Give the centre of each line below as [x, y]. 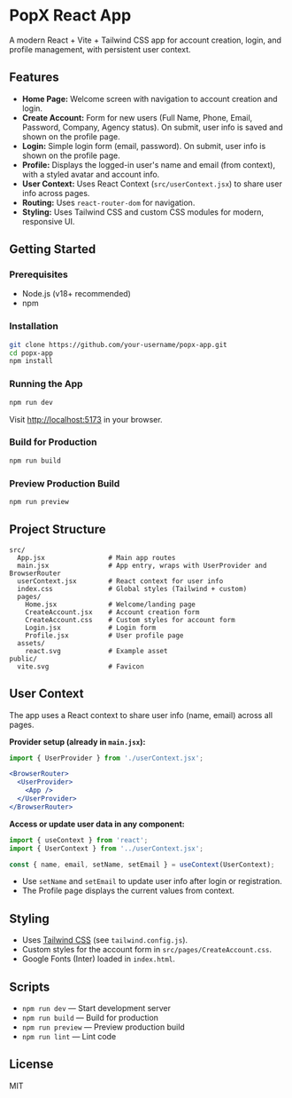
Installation [34, 327]
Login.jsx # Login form [91, 628]
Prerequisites [38, 274]
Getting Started [53, 249]
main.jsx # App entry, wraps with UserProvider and [142, 565]
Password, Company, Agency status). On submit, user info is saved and [152, 127]
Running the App [46, 384]
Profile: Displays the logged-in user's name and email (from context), [149, 164]
